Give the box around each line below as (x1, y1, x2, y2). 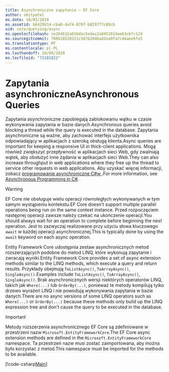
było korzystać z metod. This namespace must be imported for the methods (5, 346, 164, 352)
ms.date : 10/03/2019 (5, 17, 50, 22)
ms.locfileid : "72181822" (5, 55, 60, 61)
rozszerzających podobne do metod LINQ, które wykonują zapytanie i (5, 249, 152, 256)
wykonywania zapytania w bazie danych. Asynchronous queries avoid (5, 122, 152, 128)
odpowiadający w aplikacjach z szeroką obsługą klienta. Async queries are (5, 138, 162, 144)
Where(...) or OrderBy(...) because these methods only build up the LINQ (5, 299, 163, 305)
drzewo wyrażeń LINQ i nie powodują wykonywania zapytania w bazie (5, 288, 153, 294)
